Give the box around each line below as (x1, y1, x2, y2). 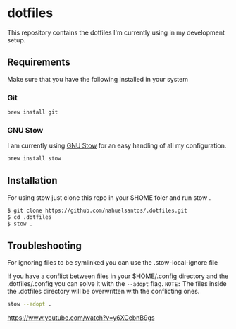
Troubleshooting (7, 239, 82, 251)
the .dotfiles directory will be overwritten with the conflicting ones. (7, 287, 200, 296)
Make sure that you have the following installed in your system (7, 75, 189, 83)
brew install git (7, 109, 58, 116)
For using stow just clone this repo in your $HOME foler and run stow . (7, 193, 211, 202)
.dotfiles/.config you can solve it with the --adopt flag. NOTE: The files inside (7, 280, 227, 288)
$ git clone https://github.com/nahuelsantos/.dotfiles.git (7, 207, 188, 214)
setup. (7, 35, 26, 44)
